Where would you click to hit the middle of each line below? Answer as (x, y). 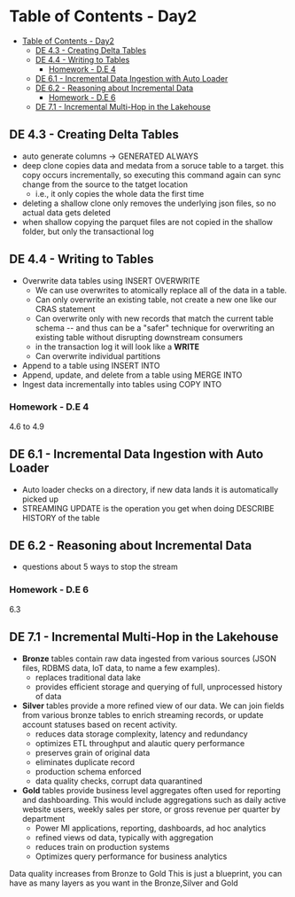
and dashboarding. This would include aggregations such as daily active (154, 799)
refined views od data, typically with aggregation (124, 837)
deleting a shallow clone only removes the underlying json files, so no (149, 203)
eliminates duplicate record (85, 762)
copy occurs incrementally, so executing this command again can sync (151, 175)
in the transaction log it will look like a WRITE (117, 347)
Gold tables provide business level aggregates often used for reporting (151, 790)
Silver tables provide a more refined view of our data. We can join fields (153, 706)
